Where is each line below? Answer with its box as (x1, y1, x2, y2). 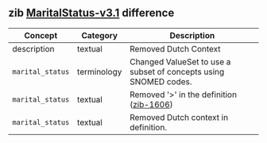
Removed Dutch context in (130, 111, 229, 122)
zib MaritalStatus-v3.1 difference (8, 6, 175, 20)
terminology (76, 66, 122, 77)
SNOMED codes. (130, 75, 192, 87)
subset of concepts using (130, 66, 225, 77)
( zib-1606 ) (130, 99, 173, 110)
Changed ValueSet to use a (130, 56, 231, 67)
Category (81, 29, 118, 41)
